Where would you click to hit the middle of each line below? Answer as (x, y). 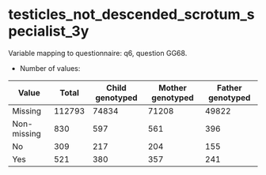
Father (230, 87)
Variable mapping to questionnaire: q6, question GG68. (98, 53)
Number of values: (50, 68)
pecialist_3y (49, 31)
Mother (173, 87)
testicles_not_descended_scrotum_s (131, 15)
